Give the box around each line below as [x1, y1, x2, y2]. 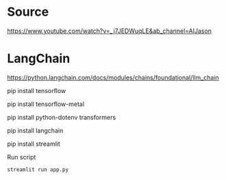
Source [7, 4, 49, 20]
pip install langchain [7, 126, 64, 134]
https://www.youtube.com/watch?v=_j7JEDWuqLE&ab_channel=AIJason [7, 27, 212, 35]
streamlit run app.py [7, 166, 69, 173]
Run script [7, 153, 36, 161]
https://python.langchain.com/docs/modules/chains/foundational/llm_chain [7, 73, 219, 81]
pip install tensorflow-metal [7, 100, 84, 108]
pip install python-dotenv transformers [7, 113, 116, 121]
